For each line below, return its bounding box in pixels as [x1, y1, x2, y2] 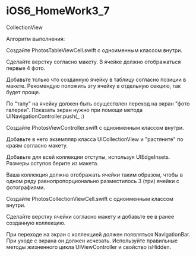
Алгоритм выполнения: [6, 35, 65, 42]
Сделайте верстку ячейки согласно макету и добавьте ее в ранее [6, 213, 174, 220]
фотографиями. [6, 184, 46, 191]
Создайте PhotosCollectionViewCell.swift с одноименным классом [6, 195, 174, 202]
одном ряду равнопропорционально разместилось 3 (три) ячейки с [6, 177, 179, 184]
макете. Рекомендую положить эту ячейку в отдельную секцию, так [6, 82, 181, 89]
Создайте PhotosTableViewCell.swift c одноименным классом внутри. [6, 46, 183, 54]
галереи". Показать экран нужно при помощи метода [6, 106, 143, 113]
